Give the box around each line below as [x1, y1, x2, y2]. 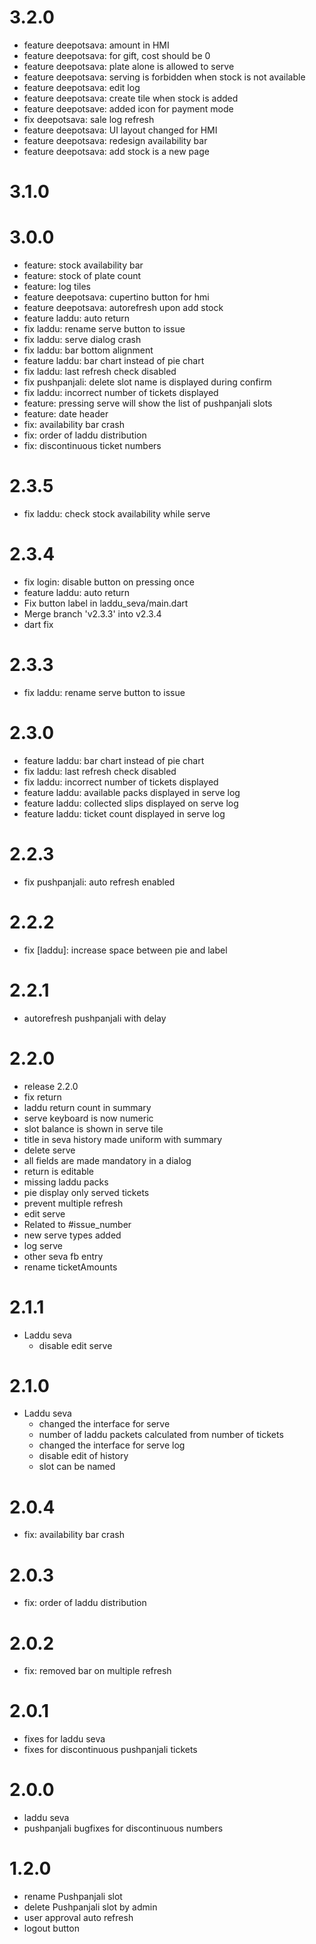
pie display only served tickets [23, 1186, 150, 1198]
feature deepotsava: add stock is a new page [23, 145, 210, 157]
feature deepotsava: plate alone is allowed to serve [23, 60, 235, 72]
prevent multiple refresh [23, 1197, 124, 1209]
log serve [23, 1239, 63, 1251]
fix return [23, 1091, 62, 1103]
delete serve [23, 1144, 76, 1156]
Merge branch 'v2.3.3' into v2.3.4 [23, 607, 162, 620]
